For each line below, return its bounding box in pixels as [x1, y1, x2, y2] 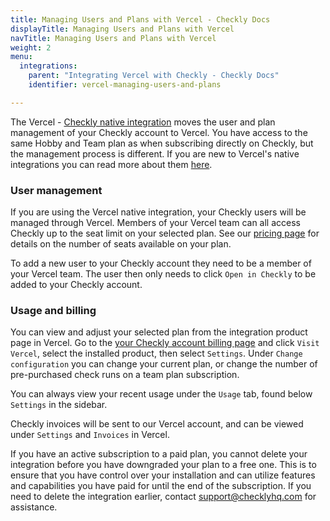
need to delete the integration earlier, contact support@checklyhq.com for [10, 491, 317, 503]
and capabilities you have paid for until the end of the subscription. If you [10, 480, 312, 492]
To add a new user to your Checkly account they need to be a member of [10, 257, 312, 270]
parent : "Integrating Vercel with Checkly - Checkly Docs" [28, 71, 280, 81]
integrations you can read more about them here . [10, 158, 213, 170]
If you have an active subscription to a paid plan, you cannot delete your [10, 448, 308, 460]
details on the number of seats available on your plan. [10, 238, 232, 250]
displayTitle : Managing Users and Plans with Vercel [10, 24, 235, 34]
